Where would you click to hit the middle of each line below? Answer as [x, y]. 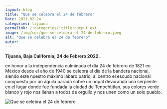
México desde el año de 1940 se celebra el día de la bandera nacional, [78, 71]
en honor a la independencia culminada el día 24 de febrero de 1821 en [78, 65]
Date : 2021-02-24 [23, 19]
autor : [12, 42]
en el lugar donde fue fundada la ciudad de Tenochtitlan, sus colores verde [82, 87]
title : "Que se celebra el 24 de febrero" [50, 14]
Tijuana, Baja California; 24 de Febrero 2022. [53, 56]
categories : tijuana [27, 24]
